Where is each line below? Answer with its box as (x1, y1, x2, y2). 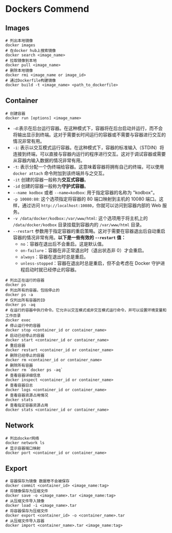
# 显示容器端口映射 (5, 446, 41, 451)
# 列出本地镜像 (5, 38, 33, 43)
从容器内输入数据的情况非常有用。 (12, 157, 85, 163)
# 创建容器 (5, 111, 26, 116)
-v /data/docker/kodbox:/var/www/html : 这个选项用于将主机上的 (12, 215, 148, 221)
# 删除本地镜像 (5, 68, 33, 73)
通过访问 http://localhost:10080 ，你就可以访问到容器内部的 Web (22, 202, 161, 208)
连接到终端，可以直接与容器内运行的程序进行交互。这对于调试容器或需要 (12, 151, 166, 157)
